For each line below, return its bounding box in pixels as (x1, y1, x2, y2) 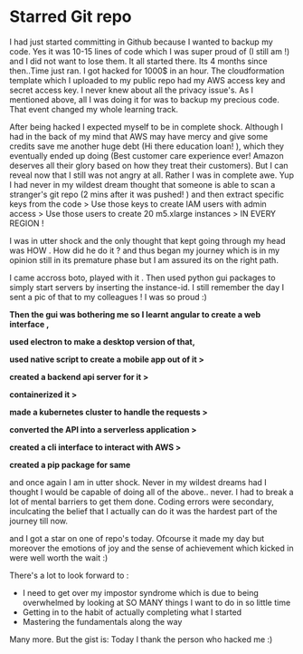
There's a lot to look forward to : (9, 570, 129, 581)
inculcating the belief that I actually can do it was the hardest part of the (9, 505, 278, 516)
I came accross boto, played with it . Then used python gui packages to (9, 272, 276, 283)
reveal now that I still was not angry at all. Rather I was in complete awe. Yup (9, 170, 294, 181)
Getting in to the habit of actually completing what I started (22, 606, 242, 618)
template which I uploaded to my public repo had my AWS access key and (9, 74, 286, 85)
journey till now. (9, 515, 69, 526)
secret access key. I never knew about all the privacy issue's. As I (9, 84, 253, 95)
